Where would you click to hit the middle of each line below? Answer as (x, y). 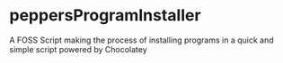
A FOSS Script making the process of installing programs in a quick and (141, 40)
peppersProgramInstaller (105, 16)
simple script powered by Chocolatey (79, 49)
